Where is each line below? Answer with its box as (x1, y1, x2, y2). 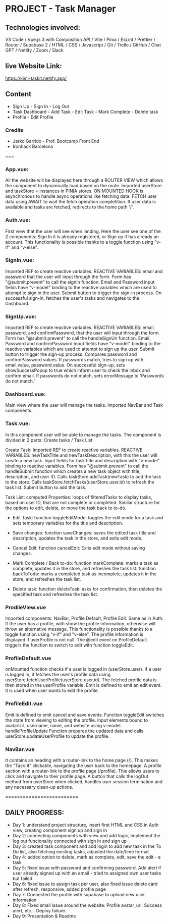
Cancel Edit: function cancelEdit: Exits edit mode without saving (12, 545, 145, 551)
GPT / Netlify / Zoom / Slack (5, 47, 64, 53)
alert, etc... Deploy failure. (12, 907, 67, 913)
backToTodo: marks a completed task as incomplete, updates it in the (12, 571, 157, 577)
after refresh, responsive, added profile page (12, 886, 106, 892)
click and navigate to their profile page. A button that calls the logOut (5, 773, 149, 779)
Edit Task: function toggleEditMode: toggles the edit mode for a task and (12, 514, 163, 520)
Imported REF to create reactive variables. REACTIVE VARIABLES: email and (5, 268, 163, 274)
